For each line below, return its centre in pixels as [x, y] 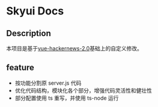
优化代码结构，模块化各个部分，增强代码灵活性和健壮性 [83, 90]
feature [20, 68]
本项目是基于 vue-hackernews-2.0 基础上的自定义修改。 [74, 48]
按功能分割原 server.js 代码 [48, 83]
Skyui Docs [35, 11]
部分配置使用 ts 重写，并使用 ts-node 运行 [67, 98]
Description [29, 33]
